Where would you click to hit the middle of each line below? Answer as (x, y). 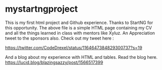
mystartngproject (41, 9)
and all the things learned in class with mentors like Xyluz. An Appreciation (80, 33)
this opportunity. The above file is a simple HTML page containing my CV (79, 27)
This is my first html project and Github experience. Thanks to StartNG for (79, 23)
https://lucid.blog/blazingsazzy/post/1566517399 (54, 62)
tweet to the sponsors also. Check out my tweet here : (60, 38)
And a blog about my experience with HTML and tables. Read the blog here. (81, 57)
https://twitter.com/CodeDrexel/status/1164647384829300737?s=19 (74, 47)
